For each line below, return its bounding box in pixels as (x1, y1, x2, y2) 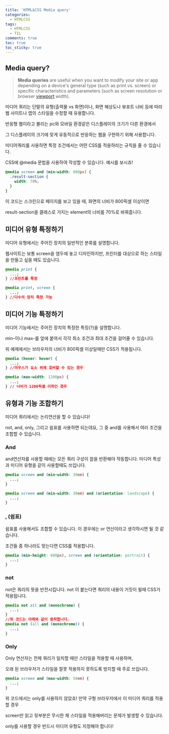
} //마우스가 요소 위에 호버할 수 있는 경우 (5, 365, 83, 371)
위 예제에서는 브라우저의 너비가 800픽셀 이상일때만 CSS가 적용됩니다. (5, 346, 142, 352)
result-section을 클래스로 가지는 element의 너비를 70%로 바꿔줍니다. (5, 209, 143, 215)
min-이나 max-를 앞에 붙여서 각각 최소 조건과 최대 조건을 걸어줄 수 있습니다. (5, 335, 155, 341)
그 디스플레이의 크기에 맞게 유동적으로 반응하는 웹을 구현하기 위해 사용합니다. (5, 132, 156, 138)
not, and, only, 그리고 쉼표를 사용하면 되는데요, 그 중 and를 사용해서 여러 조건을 (5, 424, 162, 430)
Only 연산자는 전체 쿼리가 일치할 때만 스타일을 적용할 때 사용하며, (5, 655, 133, 661)
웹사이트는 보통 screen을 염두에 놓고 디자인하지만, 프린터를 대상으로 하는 (5, 250, 149, 256)
